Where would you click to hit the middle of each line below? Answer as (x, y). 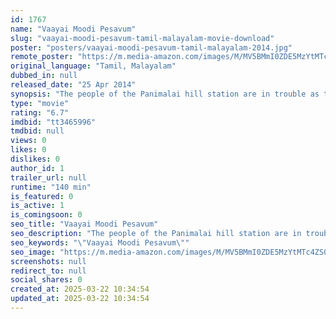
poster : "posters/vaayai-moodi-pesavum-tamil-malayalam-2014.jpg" (151, 47)
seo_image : (33, 252)
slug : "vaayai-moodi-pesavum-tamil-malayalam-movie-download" (142, 38)
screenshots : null (48, 261)
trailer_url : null (48, 177)
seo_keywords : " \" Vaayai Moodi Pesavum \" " (100, 242)
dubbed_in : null (44, 76)
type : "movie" (40, 103)
